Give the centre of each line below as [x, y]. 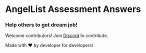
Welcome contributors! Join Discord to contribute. [57, 35]
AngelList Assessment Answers [73, 9]
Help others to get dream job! [41, 25]
